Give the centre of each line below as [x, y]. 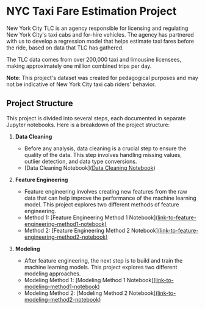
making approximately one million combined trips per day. [79, 66]
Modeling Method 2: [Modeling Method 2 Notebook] [90, 293]
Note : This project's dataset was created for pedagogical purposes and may [102, 78]
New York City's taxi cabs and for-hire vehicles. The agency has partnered [100, 34]
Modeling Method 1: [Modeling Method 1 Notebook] [89, 280]
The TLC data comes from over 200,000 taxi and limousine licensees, [94, 59]
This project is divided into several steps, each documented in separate [96, 118]
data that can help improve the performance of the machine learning [110, 198]
